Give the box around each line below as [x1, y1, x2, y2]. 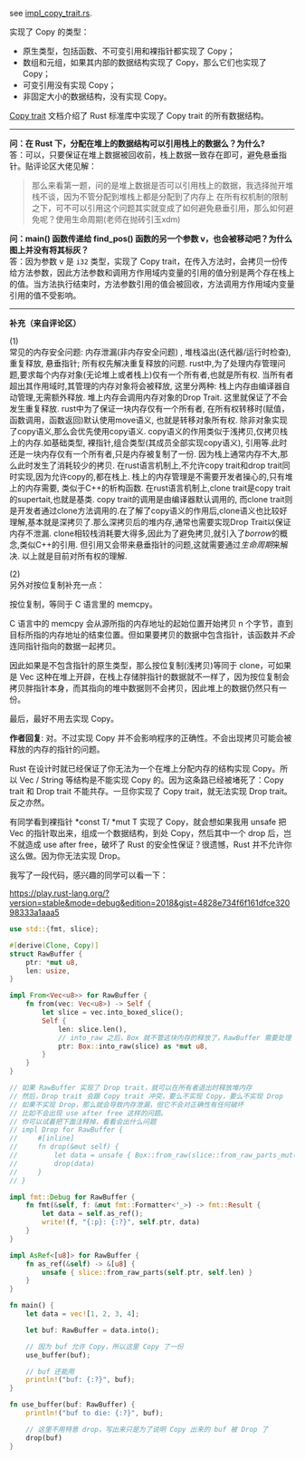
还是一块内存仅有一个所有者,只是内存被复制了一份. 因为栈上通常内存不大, [9, 449, 281, 459]
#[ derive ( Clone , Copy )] [9, 940, 100, 950]
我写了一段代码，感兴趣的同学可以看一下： [9, 870, 168, 880]
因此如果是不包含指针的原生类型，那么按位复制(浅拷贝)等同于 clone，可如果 [9, 660, 292, 670]
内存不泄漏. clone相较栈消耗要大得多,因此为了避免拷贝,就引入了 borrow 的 [9, 528, 281, 539]
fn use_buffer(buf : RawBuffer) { [9, 1400, 136, 1409]
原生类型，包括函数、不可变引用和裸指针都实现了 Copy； [22, 45, 235, 56]
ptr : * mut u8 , [25, 958, 79, 967]
